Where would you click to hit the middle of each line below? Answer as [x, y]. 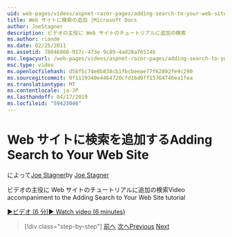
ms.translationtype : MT [41, 84]
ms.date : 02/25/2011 [37, 46]
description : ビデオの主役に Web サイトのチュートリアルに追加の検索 [97, 33]
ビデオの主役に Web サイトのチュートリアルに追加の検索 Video [96, 189]
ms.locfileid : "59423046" [44, 104]
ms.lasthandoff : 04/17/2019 [48, 97]
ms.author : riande [33, 39]
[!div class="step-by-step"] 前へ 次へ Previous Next [97, 226]
